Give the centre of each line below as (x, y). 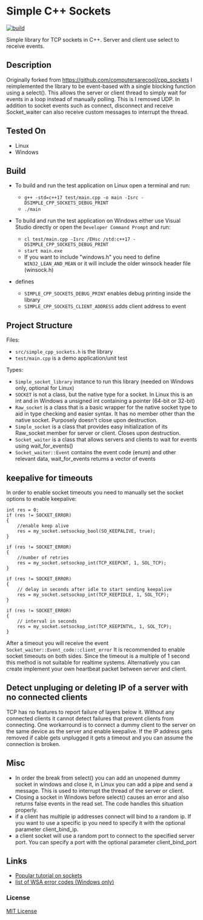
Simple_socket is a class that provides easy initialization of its (91, 427)
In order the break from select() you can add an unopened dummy (98, 778)
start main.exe (43, 251)
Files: (13, 340)
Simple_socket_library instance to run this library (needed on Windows (104, 382)
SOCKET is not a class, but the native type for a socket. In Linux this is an (104, 394)
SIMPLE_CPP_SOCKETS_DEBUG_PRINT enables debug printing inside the (107, 293)
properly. (26, 810)
